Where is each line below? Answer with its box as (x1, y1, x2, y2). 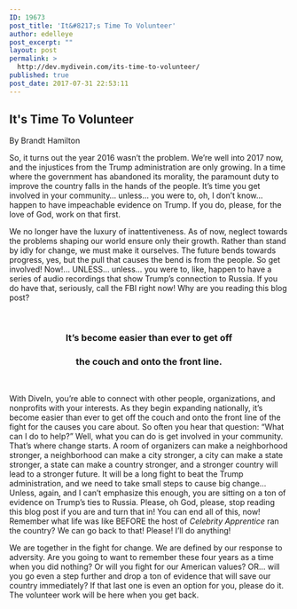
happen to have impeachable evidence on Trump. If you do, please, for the (9, 200, 282, 210)
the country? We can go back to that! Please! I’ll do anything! (9, 525, 231, 535)
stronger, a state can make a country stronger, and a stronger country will (9, 459, 278, 470)
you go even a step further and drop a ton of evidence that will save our (9, 570, 271, 581)
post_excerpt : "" (9, 37, 74, 47)
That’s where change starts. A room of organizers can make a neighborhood (9, 440, 288, 451)
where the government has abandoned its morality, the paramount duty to (9, 171, 279, 182)
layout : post (9, 46, 58, 55)
